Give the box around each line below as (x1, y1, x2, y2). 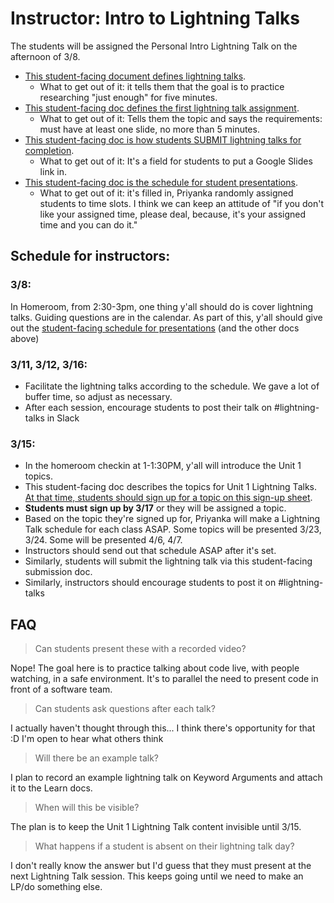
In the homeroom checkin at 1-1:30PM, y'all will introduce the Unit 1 (24, 460, 302, 472)
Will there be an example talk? (34, 752, 160, 764)
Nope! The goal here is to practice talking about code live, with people (10, 662, 300, 674)
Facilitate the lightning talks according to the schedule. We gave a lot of (24, 380, 320, 392)
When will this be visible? (34, 802, 140, 814)
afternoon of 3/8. (10, 50, 81, 62)
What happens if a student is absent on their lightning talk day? (34, 840, 295, 852)
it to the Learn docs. (10, 782, 93, 794)
